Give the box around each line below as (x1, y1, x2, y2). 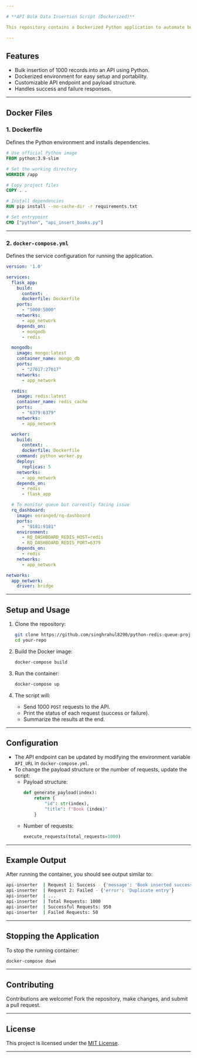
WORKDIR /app (6, 171, 38, 178)
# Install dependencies (6, 198, 64, 204)
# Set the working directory (6, 166, 77, 172)
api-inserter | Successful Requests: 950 (6, 904, 111, 910)
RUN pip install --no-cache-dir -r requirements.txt (6, 203, 138, 210)
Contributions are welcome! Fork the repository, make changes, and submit (6, 995, 188, 1002)
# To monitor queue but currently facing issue (11, 502, 130, 508)
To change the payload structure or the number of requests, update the (14, 766, 188, 773)
